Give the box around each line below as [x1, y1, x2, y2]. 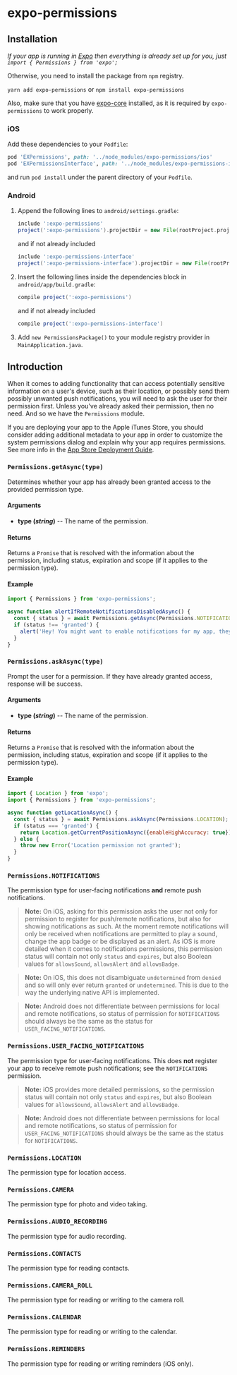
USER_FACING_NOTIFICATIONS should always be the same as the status [24, 1129, 224, 1137]
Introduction [7, 361, 63, 372]
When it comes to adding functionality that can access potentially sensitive [7, 380, 225, 388]
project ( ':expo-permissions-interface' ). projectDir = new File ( [17, 260, 211, 267]
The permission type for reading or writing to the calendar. [7, 1328, 178, 1336]
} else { [13, 835, 39, 842]
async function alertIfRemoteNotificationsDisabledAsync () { [7, 608, 191, 615]
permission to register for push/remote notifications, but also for [24, 915, 212, 923]
